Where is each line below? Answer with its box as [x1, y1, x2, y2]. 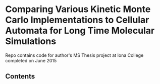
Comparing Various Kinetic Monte [5, 4, 151, 15]
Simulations [5, 36, 57, 47]
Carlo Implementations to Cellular [5, 14, 149, 26]
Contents [5, 72, 35, 81]
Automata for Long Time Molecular [5, 25, 155, 36]
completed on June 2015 [5, 57, 57, 63]
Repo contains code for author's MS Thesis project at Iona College [5, 52, 144, 58]
